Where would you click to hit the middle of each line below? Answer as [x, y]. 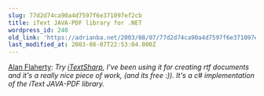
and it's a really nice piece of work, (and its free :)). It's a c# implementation [132, 76]
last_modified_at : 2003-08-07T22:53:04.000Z [82, 45]
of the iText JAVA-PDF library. [56, 84]
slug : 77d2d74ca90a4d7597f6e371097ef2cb [75, 15]
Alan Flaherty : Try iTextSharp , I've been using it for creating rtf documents [129, 67]
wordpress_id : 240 [38, 30]
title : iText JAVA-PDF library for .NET [75, 23]
